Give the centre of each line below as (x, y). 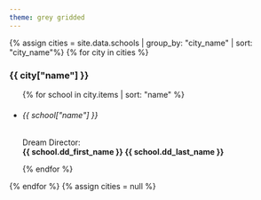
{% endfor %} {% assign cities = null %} (83, 187)
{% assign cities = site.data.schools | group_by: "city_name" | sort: (131, 43)
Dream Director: (51, 142)
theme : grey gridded (47, 17)
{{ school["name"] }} (60, 115)
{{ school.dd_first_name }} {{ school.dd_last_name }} (123, 152)
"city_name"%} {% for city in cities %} (79, 52)
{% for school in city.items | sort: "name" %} (103, 94)
